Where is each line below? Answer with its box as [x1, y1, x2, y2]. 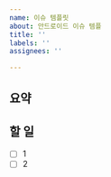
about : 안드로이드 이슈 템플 [9, 22, 102, 31]
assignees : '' [9, 47, 63, 56]
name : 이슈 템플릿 [9, 13, 69, 23]
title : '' [9, 30, 47, 39]
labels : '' [9, 38, 51, 48]
